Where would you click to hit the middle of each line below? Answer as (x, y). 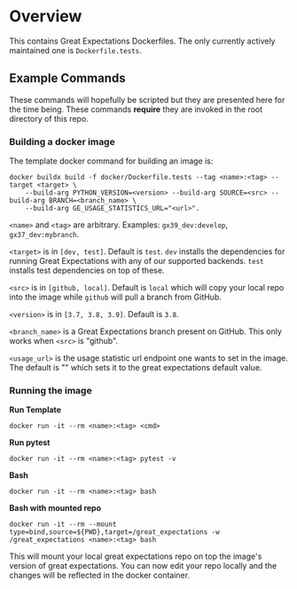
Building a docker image (62, 141)
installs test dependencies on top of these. (87, 271)
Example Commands (67, 79)
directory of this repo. (49, 118)
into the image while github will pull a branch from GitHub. (115, 297)
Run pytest (30, 442)
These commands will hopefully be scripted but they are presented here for (147, 99)
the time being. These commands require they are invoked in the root (136, 109)
